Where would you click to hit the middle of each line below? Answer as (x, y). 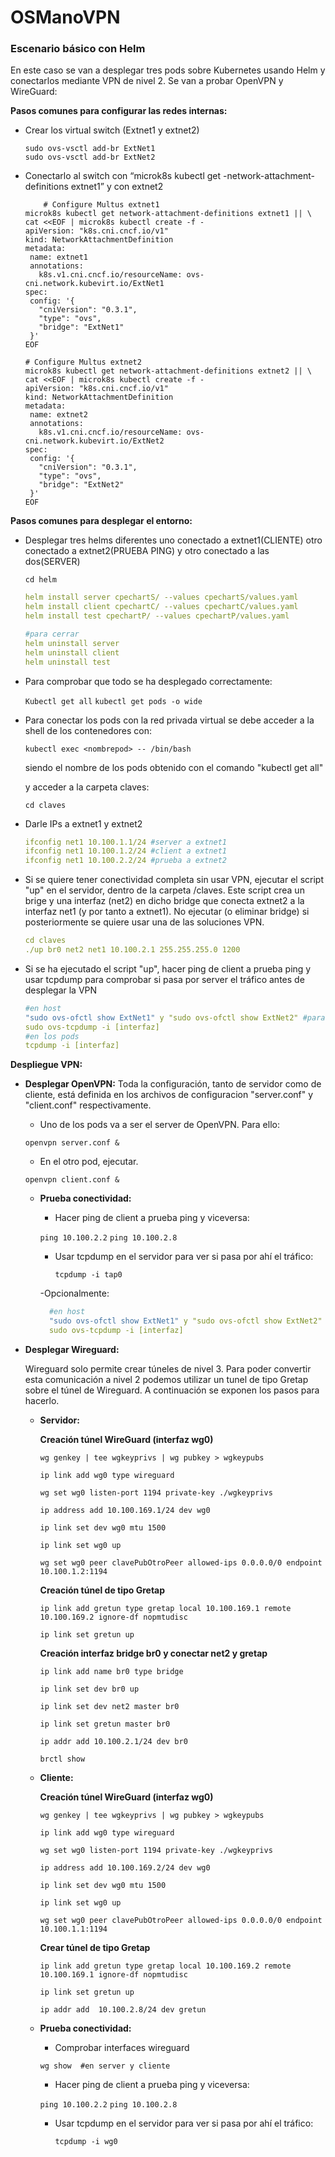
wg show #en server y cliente (105, 2066)
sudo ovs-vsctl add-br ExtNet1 (90, 149)
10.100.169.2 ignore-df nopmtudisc (113, 1617)
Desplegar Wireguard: (72, 1349)
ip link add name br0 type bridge (111, 1671)
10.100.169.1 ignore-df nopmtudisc (113, 1974)
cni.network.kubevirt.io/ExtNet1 (94, 284)
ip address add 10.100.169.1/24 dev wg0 (125, 1510)
